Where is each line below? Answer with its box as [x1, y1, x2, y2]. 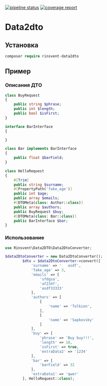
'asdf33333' [39, 286, 64, 291]
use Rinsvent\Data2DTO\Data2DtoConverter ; [5, 246, 92, 250]
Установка [5, 41, 39, 49]
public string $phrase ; [14, 102, 62, 107]
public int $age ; [14, 191, 49, 196]
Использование [5, 234, 45, 241]
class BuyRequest [5, 93, 40, 98]
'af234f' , [39, 281, 60, 286]
